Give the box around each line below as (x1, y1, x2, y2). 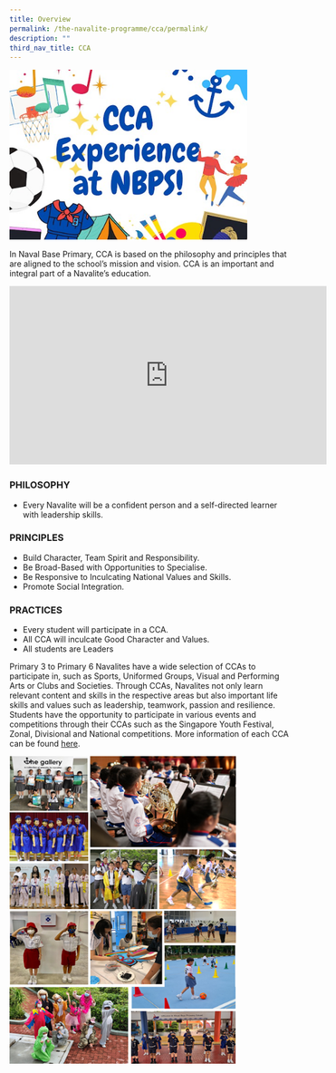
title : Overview (9, 14, 71, 24)
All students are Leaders (22, 643, 114, 654)
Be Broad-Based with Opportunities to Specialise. (22, 562, 208, 573)
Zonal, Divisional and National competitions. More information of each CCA (9, 729, 290, 739)
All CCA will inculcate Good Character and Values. (22, 634, 210, 645)
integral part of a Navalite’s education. (9, 268, 151, 279)
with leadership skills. (22, 508, 104, 520)
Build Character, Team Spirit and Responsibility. (22, 552, 200, 563)
